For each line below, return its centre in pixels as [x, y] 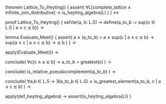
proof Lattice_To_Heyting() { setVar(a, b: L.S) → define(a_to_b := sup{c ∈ [80, 22]
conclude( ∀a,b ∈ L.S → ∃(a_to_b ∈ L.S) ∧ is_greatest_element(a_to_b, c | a [83, 81]
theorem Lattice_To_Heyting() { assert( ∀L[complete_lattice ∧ [68, 7]
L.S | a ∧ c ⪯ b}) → [24, 27]
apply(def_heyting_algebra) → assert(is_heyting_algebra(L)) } [68, 96]
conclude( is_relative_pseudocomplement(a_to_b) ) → [60, 71]
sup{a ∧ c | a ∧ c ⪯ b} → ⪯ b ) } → [41, 42]
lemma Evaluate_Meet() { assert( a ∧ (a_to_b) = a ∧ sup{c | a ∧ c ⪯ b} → [79, 37]
